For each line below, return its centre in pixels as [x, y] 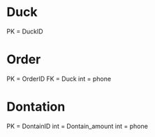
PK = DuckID [25, 31]
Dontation [36, 107]
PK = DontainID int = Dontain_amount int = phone [77, 126]
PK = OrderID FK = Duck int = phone [59, 79]
